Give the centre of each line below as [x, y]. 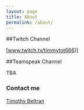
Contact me [23, 88]
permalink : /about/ [30, 22]
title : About [22, 17]
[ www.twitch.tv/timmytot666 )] [42, 50]
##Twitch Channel [28, 39]
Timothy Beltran [25, 101]
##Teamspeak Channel [34, 61]
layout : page [22, 11]
